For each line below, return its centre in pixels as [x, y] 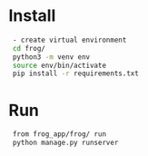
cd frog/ [29, 48]
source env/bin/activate [59, 65]
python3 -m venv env [51, 57]
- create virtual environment [69, 40]
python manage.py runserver [65, 143]
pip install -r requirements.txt [76, 73]
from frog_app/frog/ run [59, 134]
